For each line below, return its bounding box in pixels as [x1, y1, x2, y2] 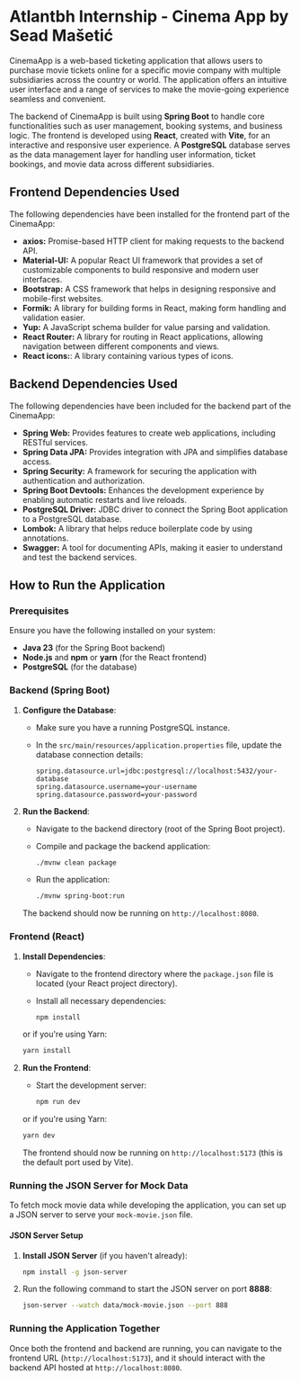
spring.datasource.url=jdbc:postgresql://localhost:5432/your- [35, 767, 278, 776]
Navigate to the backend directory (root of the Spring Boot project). [35, 823, 286, 834]
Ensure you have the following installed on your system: [9, 625, 216, 636]
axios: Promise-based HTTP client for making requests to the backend [22, 236, 285, 247]
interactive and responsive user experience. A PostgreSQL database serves [9, 139, 291, 150]
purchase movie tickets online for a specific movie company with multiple [9, 65, 281, 76]
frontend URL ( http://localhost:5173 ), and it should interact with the [9, 1352, 266, 1363]
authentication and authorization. [22, 475, 146, 486]
